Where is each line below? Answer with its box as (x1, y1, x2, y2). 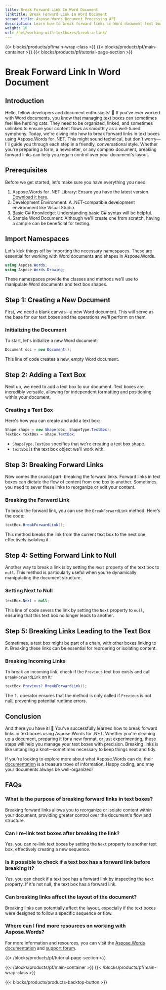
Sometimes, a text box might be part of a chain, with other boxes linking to (5, 640, 157, 646)
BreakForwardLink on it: (5, 674, 52, 680)
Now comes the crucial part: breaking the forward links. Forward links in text (5, 473, 161, 480)
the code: (5, 513, 25, 519)
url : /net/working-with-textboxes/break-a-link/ (5, 30, 107, 35)
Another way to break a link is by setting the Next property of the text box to (5, 565, 160, 570)
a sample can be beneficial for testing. (12, 220, 90, 226)
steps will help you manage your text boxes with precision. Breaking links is (5, 741, 159, 747)
